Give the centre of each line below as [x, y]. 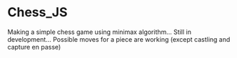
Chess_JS [37, 12]
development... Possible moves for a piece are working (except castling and [119, 39]
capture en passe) [34, 47]
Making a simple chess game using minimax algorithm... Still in [99, 32]
